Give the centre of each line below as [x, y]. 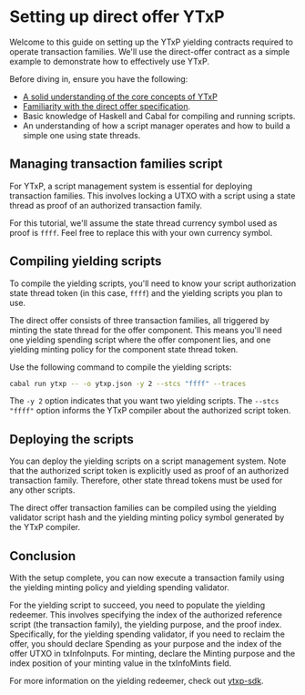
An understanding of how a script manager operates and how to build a [157, 126]
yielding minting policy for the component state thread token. [124, 349]
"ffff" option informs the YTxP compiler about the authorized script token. [150, 411]
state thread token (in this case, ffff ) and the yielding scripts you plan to [146, 292]
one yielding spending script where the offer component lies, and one [140, 340]
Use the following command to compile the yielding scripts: [121, 367]
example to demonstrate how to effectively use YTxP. [109, 61]
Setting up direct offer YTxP [117, 17]
